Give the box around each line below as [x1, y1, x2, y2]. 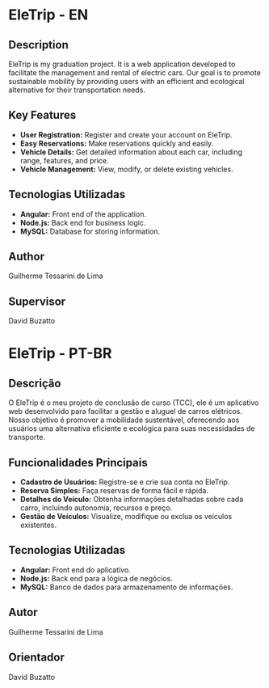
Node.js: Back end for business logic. [19, 217, 146, 227]
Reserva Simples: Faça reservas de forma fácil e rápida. [19, 486, 208, 496]
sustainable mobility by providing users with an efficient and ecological [8, 77, 245, 86]
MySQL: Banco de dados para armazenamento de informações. [19, 582, 233, 592]
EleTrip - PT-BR [8, 344, 112, 363]
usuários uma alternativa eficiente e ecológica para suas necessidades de [8, 424, 255, 433]
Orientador [8, 651, 65, 665]
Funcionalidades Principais [8, 455, 148, 470]
